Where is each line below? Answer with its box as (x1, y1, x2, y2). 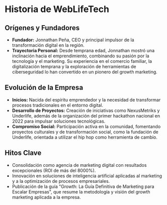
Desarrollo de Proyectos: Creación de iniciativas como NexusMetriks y (12, 107, 160, 114)
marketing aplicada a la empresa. (12, 194, 81, 200)
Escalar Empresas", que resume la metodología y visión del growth (12, 188, 150, 194)
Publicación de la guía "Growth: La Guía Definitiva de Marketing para (12, 183, 154, 189)
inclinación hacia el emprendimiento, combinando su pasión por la (12, 53, 149, 59)
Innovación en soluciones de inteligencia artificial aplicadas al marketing (12, 172, 162, 179)
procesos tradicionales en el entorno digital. (12, 102, 104, 108)
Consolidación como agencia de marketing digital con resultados (12, 162, 147, 168)
